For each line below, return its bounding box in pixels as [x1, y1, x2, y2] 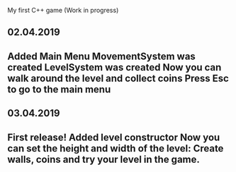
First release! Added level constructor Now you [7, 131, 220, 143]
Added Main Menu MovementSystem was [7, 50, 196, 62]
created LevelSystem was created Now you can [7, 61, 222, 73]
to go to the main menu [7, 83, 111, 95]
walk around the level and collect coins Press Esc [7, 72, 229, 84]
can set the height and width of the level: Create [7, 142, 224, 154]
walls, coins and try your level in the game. [7, 153, 201, 165]
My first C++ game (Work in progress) [7, 6, 119, 14]
